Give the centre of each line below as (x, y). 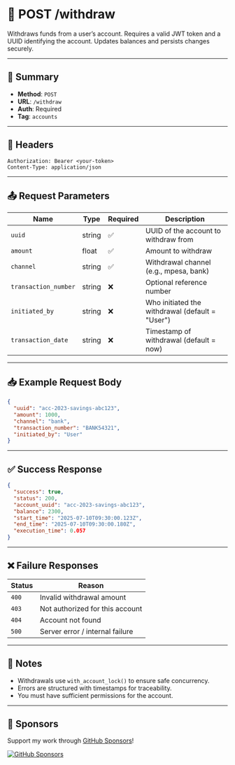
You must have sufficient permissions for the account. (95, 695)
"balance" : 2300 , (39, 511)
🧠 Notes (25, 664)
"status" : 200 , (36, 498)
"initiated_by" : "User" (48, 434)
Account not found (70, 620)
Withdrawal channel (178, 262)
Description (185, 219)
